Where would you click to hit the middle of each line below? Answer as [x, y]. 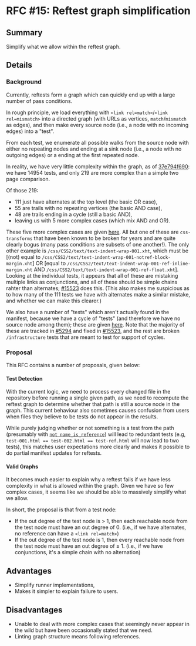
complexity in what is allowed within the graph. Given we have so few [90, 486]
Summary [24, 33]
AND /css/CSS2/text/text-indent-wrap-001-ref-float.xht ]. [106, 269]
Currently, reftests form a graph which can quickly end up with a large [91, 95]
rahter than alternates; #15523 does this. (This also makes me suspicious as [98, 288]
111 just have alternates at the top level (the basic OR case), [86, 202]
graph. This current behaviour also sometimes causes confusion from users [98, 411]
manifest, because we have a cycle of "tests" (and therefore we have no [93, 318]
